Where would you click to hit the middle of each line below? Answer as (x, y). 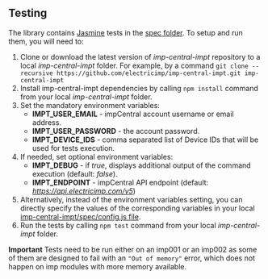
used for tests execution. (73, 148)
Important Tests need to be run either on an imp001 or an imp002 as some (133, 249)
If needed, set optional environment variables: (96, 156)
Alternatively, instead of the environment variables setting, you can (131, 199)
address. (47, 122)
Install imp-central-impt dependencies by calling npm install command (139, 88)
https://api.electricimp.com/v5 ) (84, 191)
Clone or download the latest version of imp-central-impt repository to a (140, 56)
